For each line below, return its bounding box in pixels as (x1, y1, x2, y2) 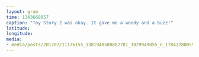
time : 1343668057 (6, 14, 49, 20)
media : (6, 36, 23, 42)
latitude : (6, 25, 31, 31)
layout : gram (6, 8, 38, 15)
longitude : (6, 31, 33, 37)
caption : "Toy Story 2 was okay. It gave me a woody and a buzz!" (6, 20, 174, 26)
